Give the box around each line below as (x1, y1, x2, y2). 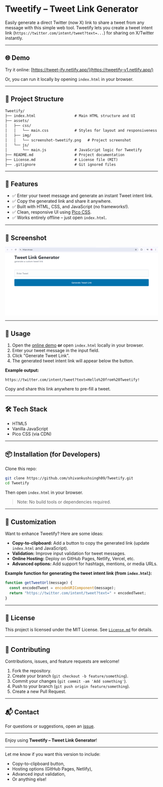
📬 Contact (5, 708, 39, 716)
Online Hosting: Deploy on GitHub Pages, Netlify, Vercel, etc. (12, 556, 135, 562)
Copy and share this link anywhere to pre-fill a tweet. (5, 386, 111, 392)
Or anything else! (12, 776, 47, 782)
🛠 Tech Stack (5, 405, 48, 413)
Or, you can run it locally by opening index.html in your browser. (5, 76, 134, 82)
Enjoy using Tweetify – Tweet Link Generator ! (5, 737, 98, 743)
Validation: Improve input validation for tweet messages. (12, 551, 126, 556)
